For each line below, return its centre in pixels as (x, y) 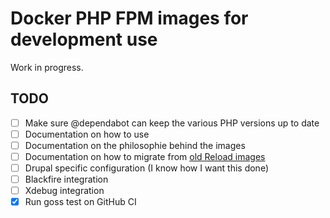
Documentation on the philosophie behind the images (135, 145)
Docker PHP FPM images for (129, 18)
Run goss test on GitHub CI (80, 202)
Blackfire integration (66, 179)
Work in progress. (47, 67)
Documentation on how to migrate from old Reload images (145, 156)
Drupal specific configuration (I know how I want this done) (146, 168)
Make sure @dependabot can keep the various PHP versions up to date (172, 123)
